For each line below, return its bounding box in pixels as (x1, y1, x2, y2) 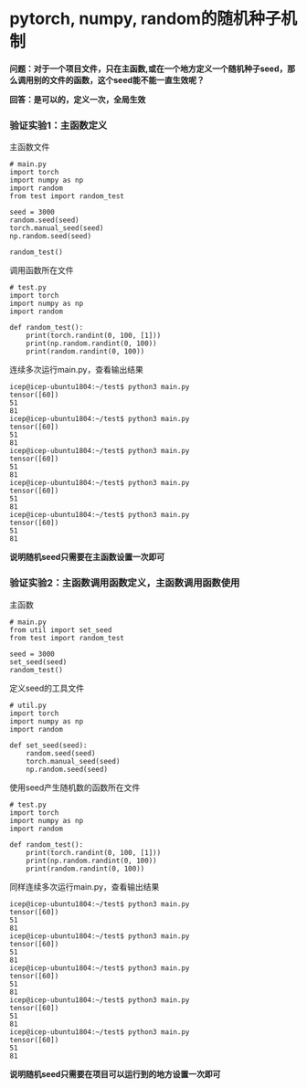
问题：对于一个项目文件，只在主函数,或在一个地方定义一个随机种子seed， (9, 63, 288, 74)
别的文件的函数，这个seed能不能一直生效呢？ (33, 74, 206, 85)
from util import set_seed (9, 625, 112, 635)
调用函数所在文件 (9, 265, 74, 276)
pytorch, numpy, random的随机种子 (9, 8, 281, 29)
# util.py (9, 701, 48, 710)
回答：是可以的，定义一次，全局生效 (9, 93, 146, 105)
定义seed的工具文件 (9, 682, 85, 693)
